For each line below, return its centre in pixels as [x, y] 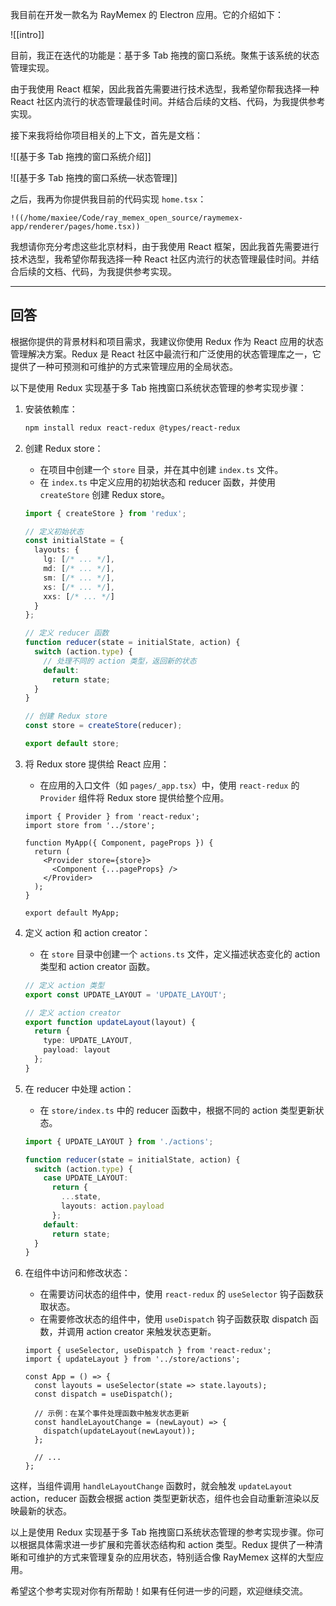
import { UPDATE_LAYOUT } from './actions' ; [119, 1141]
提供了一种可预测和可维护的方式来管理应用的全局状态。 [124, 366]
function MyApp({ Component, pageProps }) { [119, 843]
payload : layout [77, 1050]
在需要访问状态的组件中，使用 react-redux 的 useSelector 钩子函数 [177, 1294]
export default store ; [72, 744]
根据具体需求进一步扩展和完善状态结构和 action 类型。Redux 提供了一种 [166, 1545]
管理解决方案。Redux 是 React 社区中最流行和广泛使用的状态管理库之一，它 [166, 354]
